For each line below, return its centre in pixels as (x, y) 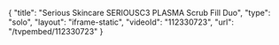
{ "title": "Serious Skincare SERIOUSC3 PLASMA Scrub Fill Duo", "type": (139, 13)
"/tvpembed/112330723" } (56, 31)
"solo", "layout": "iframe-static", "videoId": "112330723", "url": (121, 22)
